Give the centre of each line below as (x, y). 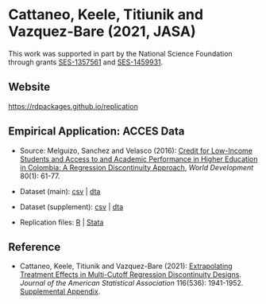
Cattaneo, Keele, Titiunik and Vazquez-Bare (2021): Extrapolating (126, 266)
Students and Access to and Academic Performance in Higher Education (139, 159)
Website (29, 87)
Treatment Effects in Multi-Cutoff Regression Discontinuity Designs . (131, 275)
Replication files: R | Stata (62, 222)
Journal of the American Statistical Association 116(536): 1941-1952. (131, 283)
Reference (35, 247)
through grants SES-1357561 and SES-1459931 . (86, 62)
